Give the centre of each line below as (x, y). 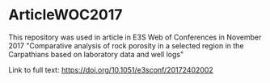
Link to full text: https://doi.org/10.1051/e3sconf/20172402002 (111, 69)
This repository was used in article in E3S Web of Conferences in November (135, 37)
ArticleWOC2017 (65, 15)
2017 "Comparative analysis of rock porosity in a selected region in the (126, 45)
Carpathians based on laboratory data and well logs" (96, 54)
